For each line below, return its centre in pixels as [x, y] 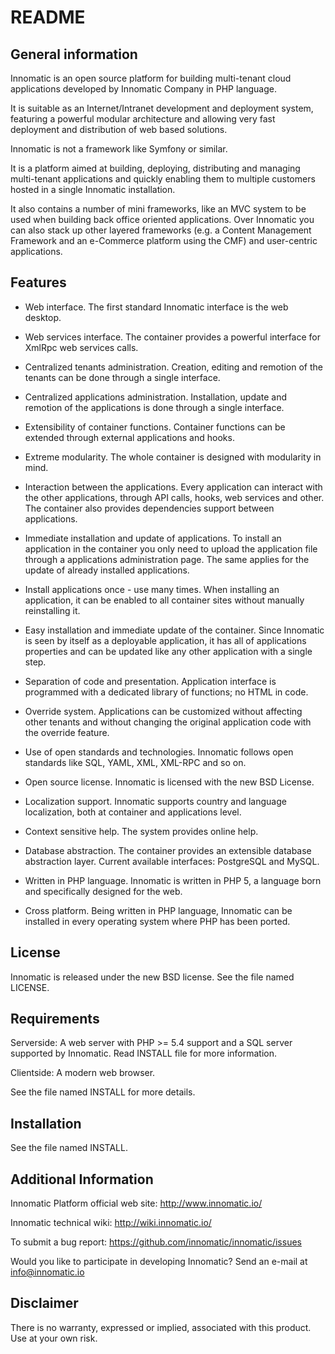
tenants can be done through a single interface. [122, 377]
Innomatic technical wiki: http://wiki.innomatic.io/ [111, 1223]
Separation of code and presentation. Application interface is [150, 681]
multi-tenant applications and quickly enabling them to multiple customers [163, 179]
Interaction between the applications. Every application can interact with [173, 487]
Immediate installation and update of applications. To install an [153, 538]
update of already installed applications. [107, 570]
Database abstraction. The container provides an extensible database [168, 850]
